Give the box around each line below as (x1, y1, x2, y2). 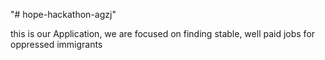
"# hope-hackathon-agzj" (10, 9, 117, 20)
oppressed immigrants (10, 39, 103, 50)
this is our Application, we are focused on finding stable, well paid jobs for (10, 28, 316, 39)
